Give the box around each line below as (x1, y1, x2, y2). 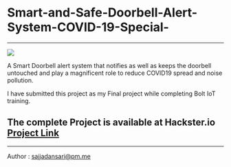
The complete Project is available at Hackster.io (7, 117, 215, 129)
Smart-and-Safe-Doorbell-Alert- (7, 5, 198, 21)
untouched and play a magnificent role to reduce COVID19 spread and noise (7, 69, 223, 77)
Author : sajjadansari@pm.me (7, 152, 91, 160)
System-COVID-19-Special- (7, 19, 170, 35)
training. (7, 96, 31, 104)
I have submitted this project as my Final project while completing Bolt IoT (7, 89, 216, 98)
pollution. (7, 76, 34, 84)
